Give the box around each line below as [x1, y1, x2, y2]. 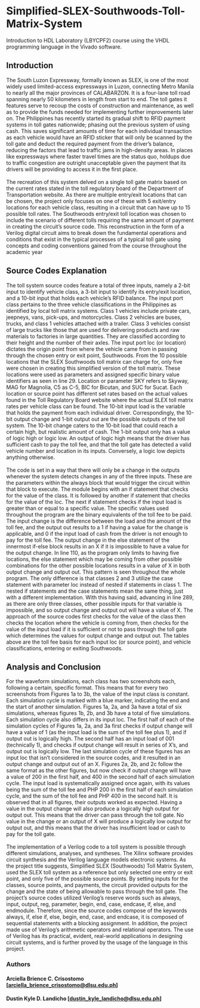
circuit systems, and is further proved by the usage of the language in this [6, 939, 188, 946]
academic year [6, 248, 43, 255]
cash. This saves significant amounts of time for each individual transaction [6, 127, 192, 134]
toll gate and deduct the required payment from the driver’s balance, [6, 140, 174, 147]
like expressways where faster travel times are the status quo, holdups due [6, 153, 191, 160]
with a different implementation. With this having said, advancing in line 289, [6, 593, 194, 600]
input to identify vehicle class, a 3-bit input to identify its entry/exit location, [6, 288, 192, 295]
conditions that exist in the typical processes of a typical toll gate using [6, 236, 181, 243]
